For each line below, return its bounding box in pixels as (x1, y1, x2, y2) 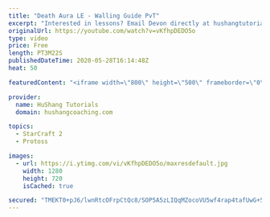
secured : (8, 196, 38, 205)
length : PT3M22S (8, 49, 63, 57)
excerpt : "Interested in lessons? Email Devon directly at (8, 19, 211, 27)
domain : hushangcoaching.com (15, 108, 113, 117)
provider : (8, 93, 42, 101)
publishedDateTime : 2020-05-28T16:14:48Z (8, 57, 149, 65)
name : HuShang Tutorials (15, 100, 99, 108)
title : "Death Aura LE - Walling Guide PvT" (8, 11, 160, 20)
